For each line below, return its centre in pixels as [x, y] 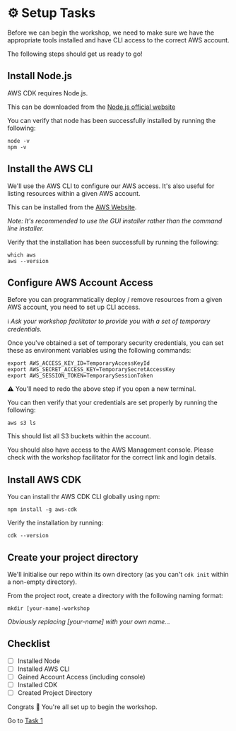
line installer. [26, 228]
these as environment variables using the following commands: [99, 351]
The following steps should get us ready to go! [75, 54]
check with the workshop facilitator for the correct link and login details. [112, 457]
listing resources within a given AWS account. [74, 193]
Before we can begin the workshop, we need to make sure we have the [111, 33]
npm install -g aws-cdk [42, 510]
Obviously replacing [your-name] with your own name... [89, 621]
